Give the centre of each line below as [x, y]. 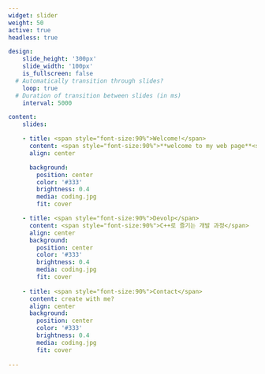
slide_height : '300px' [60, 59]
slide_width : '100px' [58, 67]
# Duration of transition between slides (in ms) [98, 95]
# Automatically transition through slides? [90, 81]
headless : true [33, 37]
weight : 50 [26, 23]
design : [21, 52]
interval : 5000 [47, 103]
